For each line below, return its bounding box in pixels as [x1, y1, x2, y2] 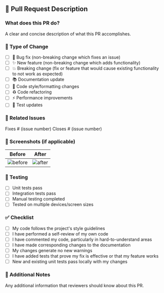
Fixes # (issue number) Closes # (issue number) [5, 126, 102, 132]
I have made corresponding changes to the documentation [12, 242, 131, 248]
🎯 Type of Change [5, 43, 48, 50]
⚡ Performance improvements [12, 95, 73, 101]
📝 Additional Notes [5, 271, 50, 278]
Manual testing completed [12, 196, 65, 202]
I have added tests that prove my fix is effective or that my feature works [12, 253, 159, 259]
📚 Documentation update [12, 77, 65, 83]
